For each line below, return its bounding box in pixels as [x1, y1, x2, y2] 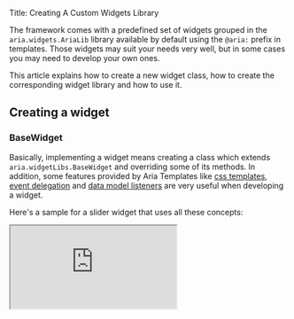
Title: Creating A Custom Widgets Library [9, 8, 159, 18]
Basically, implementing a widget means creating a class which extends [9, 152, 271, 162]
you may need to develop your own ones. [9, 53, 160, 63]
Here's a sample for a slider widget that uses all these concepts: [9, 206, 244, 217]
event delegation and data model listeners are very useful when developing [9, 180, 284, 191]
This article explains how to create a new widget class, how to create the [9, 70, 275, 81]
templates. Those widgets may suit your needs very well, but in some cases [9, 43, 286, 54]
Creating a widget [9, 105, 110, 121]
